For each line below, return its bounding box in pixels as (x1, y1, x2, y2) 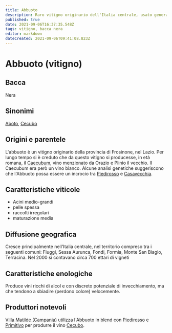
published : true (5, 17, 40, 22)
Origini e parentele (5, 135, 66, 144)
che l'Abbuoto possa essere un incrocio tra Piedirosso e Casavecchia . (5, 170, 153, 176)
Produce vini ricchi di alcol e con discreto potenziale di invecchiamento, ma (5, 282, 165, 289)
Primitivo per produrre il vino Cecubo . (5, 322, 84, 328)
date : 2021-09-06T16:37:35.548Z (5, 21, 74, 27)
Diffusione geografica (5, 230, 77, 238)
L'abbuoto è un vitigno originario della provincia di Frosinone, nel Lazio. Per (5, 149, 164, 155)
